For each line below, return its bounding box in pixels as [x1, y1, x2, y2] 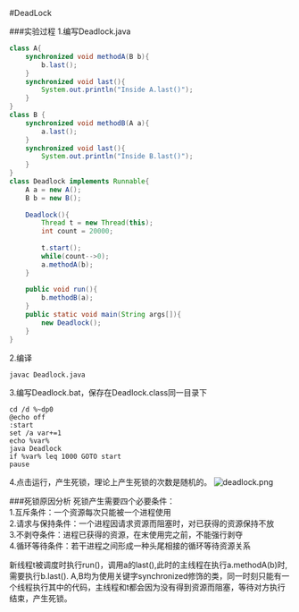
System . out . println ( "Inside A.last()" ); [41, 85, 194, 95]
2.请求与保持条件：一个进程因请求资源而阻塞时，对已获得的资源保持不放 [9, 518, 275, 529]
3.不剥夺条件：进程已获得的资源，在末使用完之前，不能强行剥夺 [9, 529, 244, 540]
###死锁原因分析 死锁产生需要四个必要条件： [9, 496, 176, 506]
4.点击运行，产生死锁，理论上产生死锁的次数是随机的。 [9, 476, 212, 487]
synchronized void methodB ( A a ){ [25, 118, 150, 128]
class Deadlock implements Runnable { [9, 177, 150, 186]
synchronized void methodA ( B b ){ [25, 52, 150, 61]
